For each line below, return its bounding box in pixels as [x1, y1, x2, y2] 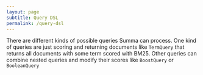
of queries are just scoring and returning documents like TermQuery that [6, 43, 185, 51]
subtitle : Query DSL [6, 15, 59, 21]
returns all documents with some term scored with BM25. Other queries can [6, 50, 197, 57]
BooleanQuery [6, 63, 40, 69]
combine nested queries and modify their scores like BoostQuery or [6, 56, 174, 64]
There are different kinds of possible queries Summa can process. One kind [6, 37, 197, 45]
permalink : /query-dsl [6, 20, 64, 26]
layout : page [6, 9, 40, 15]
